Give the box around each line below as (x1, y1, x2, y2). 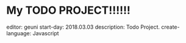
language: (6, 29, 32, 36)
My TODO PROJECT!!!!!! (6, 4, 131, 17)
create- (161, 23, 180, 30)
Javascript (32, 29, 59, 36)
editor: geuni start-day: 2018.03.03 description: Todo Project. (6, 23, 160, 30)
